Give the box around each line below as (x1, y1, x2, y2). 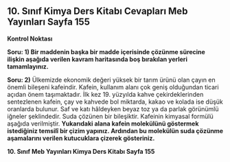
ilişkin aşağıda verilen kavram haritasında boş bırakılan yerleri (7, 55, 187, 63)
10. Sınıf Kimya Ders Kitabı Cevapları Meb (7, 5, 188, 17)
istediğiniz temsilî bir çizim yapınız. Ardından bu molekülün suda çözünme (7, 126, 224, 135)
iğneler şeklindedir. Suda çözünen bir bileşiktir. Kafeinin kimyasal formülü (7, 112, 214, 120)
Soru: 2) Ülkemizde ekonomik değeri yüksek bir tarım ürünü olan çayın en (7, 76, 216, 84)
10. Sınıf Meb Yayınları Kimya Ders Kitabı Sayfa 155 (7, 147, 155, 155)
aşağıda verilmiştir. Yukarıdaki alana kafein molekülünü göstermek (7, 119, 199, 128)
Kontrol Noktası (7, 34, 53, 43)
